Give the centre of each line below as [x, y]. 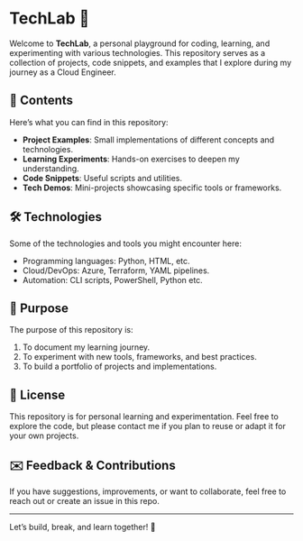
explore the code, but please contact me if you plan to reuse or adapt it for [147, 426]
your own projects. [44, 436]
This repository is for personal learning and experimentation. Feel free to [144, 417]
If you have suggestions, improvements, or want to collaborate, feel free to [148, 491]
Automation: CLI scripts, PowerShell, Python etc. [112, 280]
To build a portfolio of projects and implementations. [119, 367]
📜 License [37, 394]
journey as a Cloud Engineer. [63, 72]
